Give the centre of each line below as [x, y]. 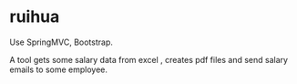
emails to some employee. [58, 69]
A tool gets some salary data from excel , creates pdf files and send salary [149, 59]
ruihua [35, 17]
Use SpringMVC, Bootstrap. [61, 42]
